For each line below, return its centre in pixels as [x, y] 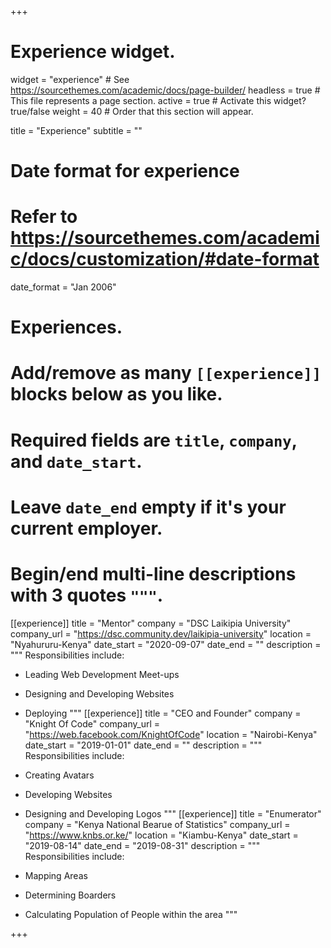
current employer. [86, 528]
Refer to [44, 217]
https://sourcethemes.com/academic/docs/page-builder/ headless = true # [165, 90]
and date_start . [76, 461]
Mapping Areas [56, 875]
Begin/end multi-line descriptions [153, 574]
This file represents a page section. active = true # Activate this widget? [158, 100]
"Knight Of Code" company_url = [92, 723]
